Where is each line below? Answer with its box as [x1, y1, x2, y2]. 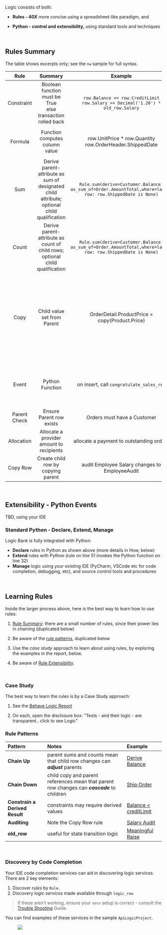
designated [38, 182, 65, 189]
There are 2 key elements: [5, 875, 59, 881]
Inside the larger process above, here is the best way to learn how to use [5, 605, 155, 611]
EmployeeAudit [103, 467, 139, 474]
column [42, 141, 60, 148]
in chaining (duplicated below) [12, 626, 75, 632]
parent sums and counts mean [47, 752, 118, 759]
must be [41, 93, 61, 100]
